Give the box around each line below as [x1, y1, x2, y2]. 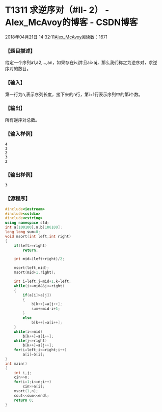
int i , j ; [14, 370, 32, 375]
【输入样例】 [5, 130, 36, 137]
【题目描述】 [5, 47, 36, 54]
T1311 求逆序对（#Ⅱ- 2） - [5, 4, 109, 16]
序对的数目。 [5, 66, 31, 72]
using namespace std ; [5, 220, 50, 225]
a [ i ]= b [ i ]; [23, 352, 45, 357]
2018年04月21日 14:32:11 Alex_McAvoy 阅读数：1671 [5, 34, 108, 40]
